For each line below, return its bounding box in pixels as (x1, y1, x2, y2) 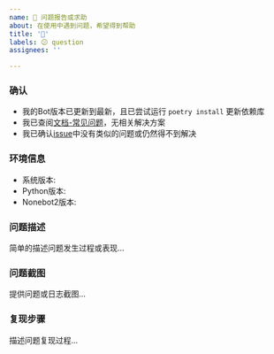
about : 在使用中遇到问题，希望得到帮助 (9, 21, 136, 30)
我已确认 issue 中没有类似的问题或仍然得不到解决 (21, 128, 197, 139)
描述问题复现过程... (9, 335, 79, 345)
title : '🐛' (9, 29, 49, 38)
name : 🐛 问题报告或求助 (9, 12, 88, 22)
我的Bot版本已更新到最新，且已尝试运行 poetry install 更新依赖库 (21, 106, 265, 117)
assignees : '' (9, 46, 62, 55)
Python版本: (21, 185, 66, 196)
